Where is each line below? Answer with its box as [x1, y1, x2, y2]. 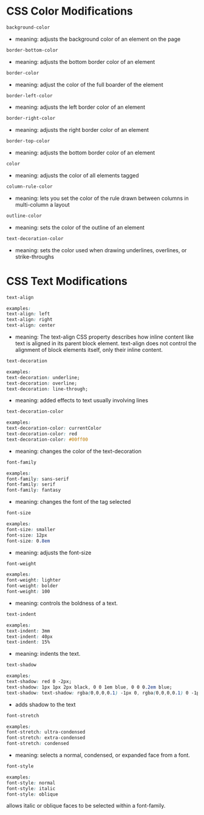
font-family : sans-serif [6, 476, 69, 482]
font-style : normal [6, 780, 56, 786]
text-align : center [6, 322, 56, 329]
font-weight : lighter [6, 577, 61, 583]
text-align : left [6, 311, 50, 317]
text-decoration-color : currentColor [6, 425, 102, 432]
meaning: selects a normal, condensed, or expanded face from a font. [15, 752, 190, 758]
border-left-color [6, 92, 53, 98]
